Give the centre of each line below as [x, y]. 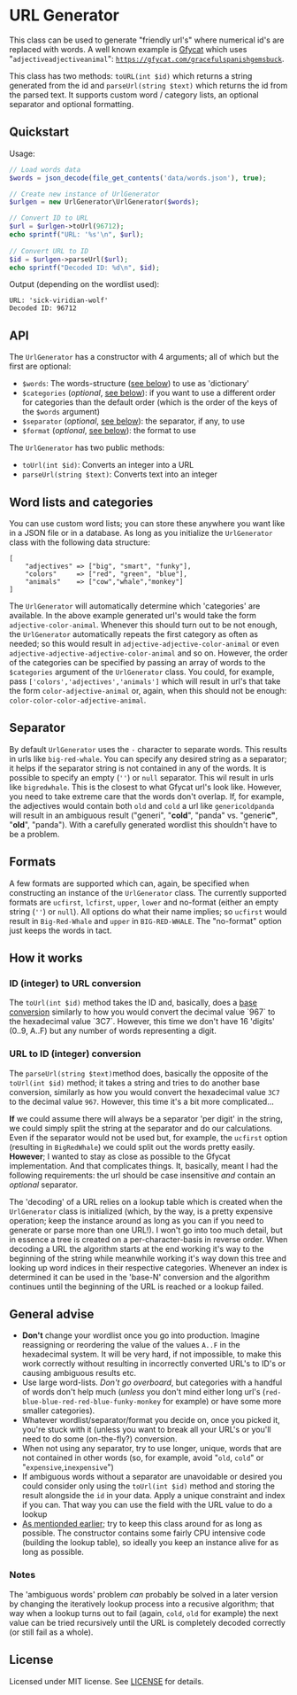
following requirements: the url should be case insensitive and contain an [142, 1175]
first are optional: [40, 366]
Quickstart [39, 132]
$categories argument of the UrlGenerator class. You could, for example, [142, 672]
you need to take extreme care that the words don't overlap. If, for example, [147, 796]
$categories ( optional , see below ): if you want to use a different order [148, 393]
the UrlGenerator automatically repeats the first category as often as [134, 634]
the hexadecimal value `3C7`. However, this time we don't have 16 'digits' [142, 1022]
